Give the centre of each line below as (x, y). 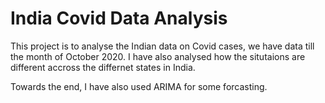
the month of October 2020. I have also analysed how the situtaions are (158, 56)
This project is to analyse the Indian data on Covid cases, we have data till (162, 46)
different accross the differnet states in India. (103, 67)
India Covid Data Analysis (119, 18)
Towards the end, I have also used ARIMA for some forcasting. (139, 86)
